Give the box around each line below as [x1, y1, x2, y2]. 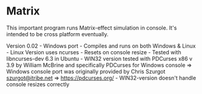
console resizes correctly [6, 80, 70, 88]
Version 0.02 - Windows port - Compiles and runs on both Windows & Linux [6, 42, 196, 49]
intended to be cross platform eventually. [6, 30, 109, 37]
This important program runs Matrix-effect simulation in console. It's [6, 24, 177, 31]
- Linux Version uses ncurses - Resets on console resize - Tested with [6, 48, 181, 55]
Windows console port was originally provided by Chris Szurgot [6, 67, 166, 75]
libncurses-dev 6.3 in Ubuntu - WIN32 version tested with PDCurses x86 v [6, 55, 193, 62]
